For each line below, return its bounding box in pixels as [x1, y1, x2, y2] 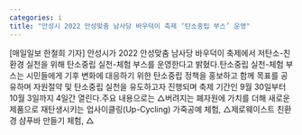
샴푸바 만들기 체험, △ [18, 114, 95, 126]
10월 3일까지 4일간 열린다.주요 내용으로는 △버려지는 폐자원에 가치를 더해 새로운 [9, 92, 290, 103]
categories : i [9, 13, 63, 22]
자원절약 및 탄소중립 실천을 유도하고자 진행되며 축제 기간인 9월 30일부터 [32, 81, 287, 92]
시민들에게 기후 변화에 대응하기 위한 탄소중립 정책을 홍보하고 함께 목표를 [25, 69, 279, 81]
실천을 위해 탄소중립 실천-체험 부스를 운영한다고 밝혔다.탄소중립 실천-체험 [25, 58, 284, 69]
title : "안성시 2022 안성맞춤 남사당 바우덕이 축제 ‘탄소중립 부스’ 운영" [9, 22, 251, 31]
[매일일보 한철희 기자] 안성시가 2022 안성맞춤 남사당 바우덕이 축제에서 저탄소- [9, 47, 284, 58]
